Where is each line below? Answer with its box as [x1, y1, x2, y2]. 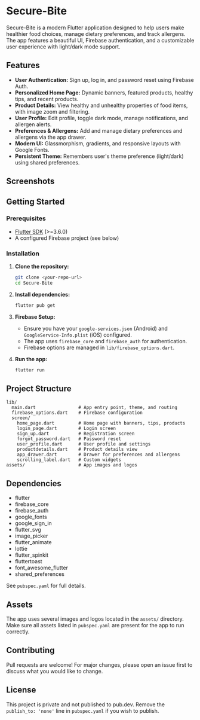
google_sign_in [14, 520, 52, 527]
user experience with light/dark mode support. [6, 43, 121, 50]
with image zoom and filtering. [14, 108, 90, 115]
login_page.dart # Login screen [17, 426, 116, 432]
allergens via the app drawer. [14, 133, 87, 141]
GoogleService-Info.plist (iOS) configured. [23, 331, 133, 338]
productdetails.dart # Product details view [17, 447, 137, 453]
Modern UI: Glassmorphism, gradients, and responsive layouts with [14, 139, 181, 147]
